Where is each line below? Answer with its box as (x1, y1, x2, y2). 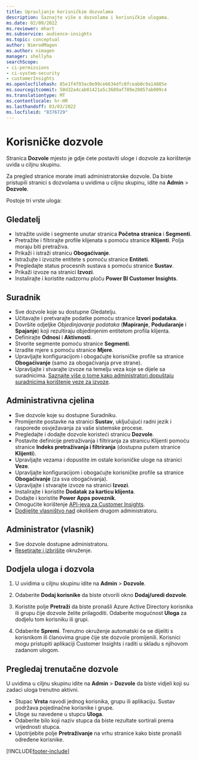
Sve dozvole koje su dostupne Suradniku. (14, 411, 118, 418)
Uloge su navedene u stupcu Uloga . (14, 711, 103, 718)
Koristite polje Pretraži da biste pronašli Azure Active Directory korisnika (14, 603, 193, 610)
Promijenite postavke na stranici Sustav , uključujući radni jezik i (14, 418, 172, 425)
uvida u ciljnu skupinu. (6, 161, 62, 168)
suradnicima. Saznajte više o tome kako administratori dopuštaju (14, 372, 174, 379)
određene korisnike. (14, 736, 65, 743)
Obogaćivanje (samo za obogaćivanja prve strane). (14, 359, 142, 366)
